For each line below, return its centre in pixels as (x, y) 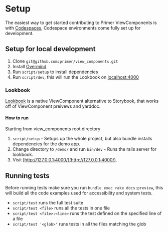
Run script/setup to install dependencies (55, 72)
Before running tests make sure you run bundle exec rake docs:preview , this (84, 188)
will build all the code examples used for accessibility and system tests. (79, 193)
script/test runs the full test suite (48, 203)
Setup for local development (50, 49)
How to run (17, 118)
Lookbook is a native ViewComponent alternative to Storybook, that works (82, 101)
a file (18, 219)
